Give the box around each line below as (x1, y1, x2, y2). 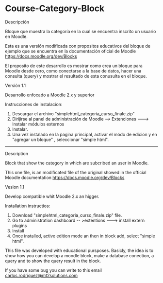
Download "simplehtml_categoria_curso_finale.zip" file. (12, 212, 122, 218)
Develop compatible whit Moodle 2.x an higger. (5, 193, 99, 199)
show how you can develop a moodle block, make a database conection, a (5, 252, 154, 258)
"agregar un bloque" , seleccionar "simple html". (12, 137, 109, 142)
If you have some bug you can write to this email (5, 267, 102, 273)
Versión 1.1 (5, 82, 26, 88)
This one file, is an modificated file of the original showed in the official (5, 169, 147, 175)
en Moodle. (5, 34, 28, 39)
